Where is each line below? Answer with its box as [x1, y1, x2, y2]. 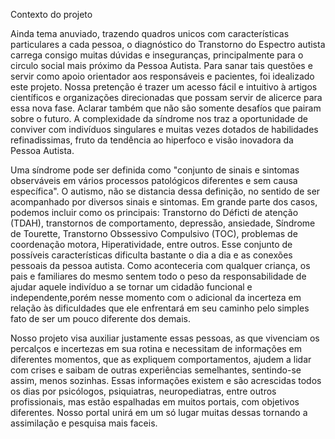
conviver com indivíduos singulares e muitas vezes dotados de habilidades [10, 124, 319, 135]
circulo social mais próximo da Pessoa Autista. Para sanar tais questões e [10, 60, 313, 71]
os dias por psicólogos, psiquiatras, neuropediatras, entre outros [10, 385, 277, 397]
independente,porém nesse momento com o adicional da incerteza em [10, 292, 302, 303]
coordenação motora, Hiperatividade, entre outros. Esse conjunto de [10, 239, 293, 250]
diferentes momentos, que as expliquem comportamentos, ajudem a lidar [10, 354, 312, 365]
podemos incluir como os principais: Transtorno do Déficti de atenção [10, 207, 299, 218]
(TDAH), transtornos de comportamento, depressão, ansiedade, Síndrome [10, 217, 316, 229]
